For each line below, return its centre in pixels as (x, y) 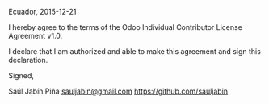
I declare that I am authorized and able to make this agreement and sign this (134, 51)
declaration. (28, 60)
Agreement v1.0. (36, 36)
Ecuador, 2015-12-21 (42, 12)
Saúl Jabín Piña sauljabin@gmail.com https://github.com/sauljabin (118, 91)
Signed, (21, 75)
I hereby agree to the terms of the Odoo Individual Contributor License (125, 27)
